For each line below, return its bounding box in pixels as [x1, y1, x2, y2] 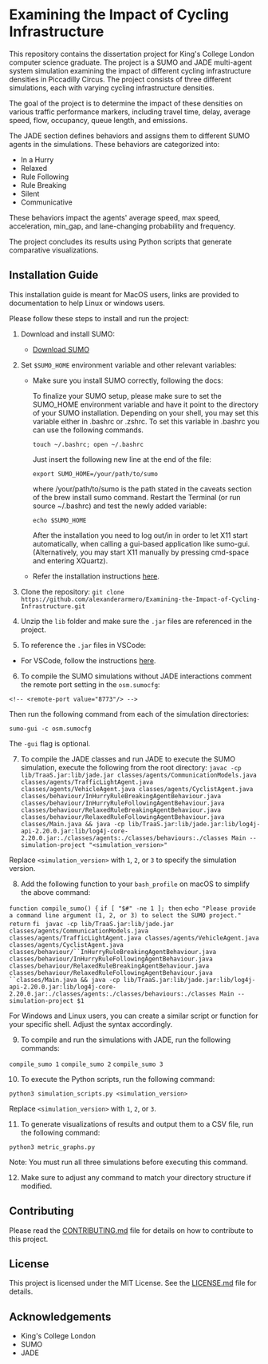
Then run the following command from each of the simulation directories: [9, 709, 250, 718]
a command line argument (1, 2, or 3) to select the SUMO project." [9, 911, 242, 920]
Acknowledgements [9, 1310, 112, 1323]
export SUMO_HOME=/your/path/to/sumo [32, 470, 159, 478]
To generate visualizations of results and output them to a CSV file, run [20, 1119, 254, 1128]
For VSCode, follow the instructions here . [20, 655, 156, 665]
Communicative [20, 197, 73, 207]
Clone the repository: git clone [20, 587, 124, 596]
